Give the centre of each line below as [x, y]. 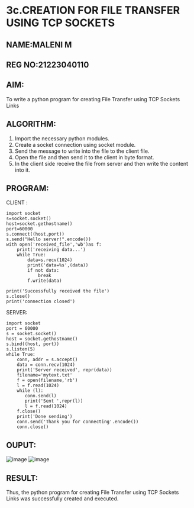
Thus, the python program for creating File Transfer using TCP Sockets [93, 493]
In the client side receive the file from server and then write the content [101, 163]
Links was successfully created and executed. [62, 499]
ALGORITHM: [31, 124]
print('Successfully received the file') [58, 291]
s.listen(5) [21, 349]
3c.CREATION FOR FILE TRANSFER [93, 10]
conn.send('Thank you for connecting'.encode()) [78, 422]
